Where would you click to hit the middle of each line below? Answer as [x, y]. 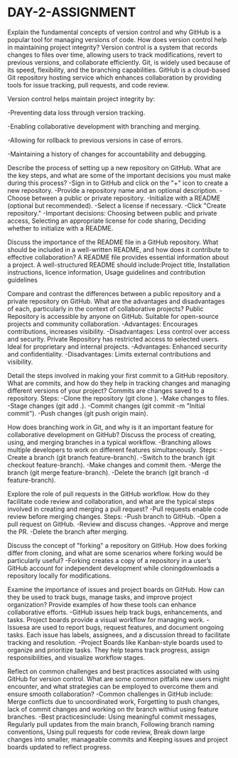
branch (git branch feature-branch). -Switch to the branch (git [124, 457]
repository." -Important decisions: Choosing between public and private [112, 213]
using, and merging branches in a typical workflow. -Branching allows [109, 442]
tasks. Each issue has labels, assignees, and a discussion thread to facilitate [119, 635]
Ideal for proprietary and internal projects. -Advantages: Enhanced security [117, 347]
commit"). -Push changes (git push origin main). [78, 413]
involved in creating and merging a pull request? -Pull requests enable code [118, 509]
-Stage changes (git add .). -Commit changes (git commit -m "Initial [106, 406]
